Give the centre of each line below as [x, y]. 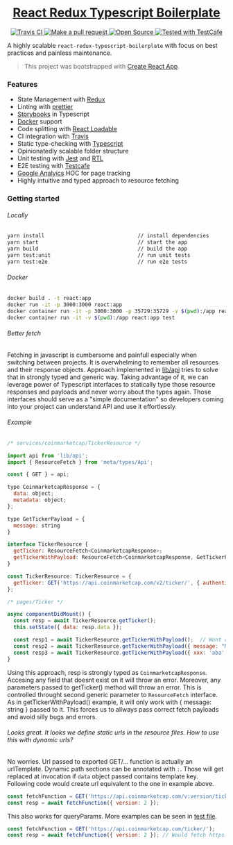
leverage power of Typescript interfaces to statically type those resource [111, 384]
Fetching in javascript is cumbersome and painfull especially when [102, 355]
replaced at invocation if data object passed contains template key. [103, 776]
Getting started [34, 199]
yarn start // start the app [97, 242]
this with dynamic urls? [40, 740]
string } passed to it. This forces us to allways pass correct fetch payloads [113, 709]
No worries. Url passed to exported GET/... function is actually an [100, 761]
